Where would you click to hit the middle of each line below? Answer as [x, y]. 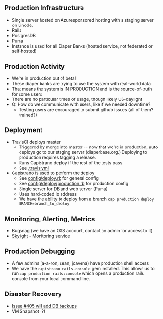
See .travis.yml [34, 168]
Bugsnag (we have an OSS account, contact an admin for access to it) [82, 231]
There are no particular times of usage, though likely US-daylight [77, 99]
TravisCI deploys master [36, 142]
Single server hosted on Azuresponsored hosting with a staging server [83, 20]
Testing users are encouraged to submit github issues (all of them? [86, 109]
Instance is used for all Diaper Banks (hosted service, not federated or [82, 46]
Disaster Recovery [33, 294]
